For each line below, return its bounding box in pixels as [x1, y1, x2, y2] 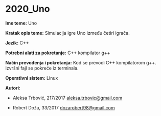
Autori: [5, 85, 20, 91]
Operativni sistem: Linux [5, 75, 58, 81]
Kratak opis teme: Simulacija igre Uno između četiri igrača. [5, 30, 130, 36]
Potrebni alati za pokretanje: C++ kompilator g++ [5, 50, 110, 56]
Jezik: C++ [5, 39, 29, 46]
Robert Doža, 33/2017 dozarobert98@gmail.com [12, 104, 115, 110]
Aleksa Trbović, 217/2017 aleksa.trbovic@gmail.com [12, 95, 123, 101]
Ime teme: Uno [5, 20, 37, 26]
